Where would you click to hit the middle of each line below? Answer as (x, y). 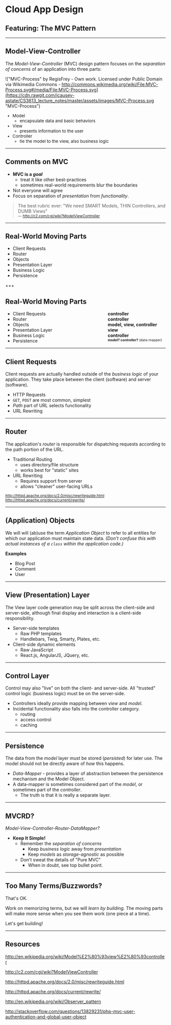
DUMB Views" (33, 211)
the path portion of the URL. (35, 449)
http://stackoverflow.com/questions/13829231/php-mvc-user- (70, 1011)
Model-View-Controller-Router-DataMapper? (53, 828)
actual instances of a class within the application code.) (64, 543)
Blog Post (25, 563)
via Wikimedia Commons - (33, 84)
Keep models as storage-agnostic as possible (76, 854)
